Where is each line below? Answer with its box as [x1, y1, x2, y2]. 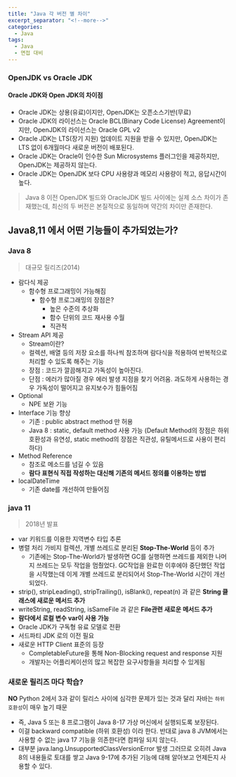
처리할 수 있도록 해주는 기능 [28, 357, 104, 366]
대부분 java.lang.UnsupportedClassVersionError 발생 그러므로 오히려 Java [18, 745, 227, 753]
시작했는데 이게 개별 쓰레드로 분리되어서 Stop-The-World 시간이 [36, 570, 213, 578]
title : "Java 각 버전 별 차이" [8, 10, 91, 18]
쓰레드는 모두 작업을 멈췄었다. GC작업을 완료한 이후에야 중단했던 [36, 560, 213, 570]
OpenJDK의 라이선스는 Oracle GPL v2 [33, 126, 140, 134]
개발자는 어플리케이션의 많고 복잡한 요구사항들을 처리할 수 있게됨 [28, 657, 206, 666]
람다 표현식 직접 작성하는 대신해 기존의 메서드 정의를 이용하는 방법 [28, 468, 206, 477]
